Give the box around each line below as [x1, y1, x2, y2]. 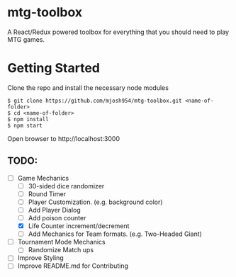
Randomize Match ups [28, 246, 94, 254]
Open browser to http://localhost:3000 [7, 134, 120, 142]
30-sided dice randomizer [28, 181, 105, 190]
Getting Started [7, 60, 101, 77]
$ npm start [7, 122, 43, 129]
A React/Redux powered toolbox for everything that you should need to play [7, 28, 229, 36]
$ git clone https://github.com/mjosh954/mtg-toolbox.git [7, 97, 182, 104]
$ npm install [7, 115, 50, 123]
